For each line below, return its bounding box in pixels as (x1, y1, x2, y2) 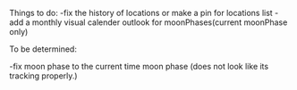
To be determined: (9, 44, 78, 54)
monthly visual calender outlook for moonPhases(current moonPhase (31, 17, 288, 28)
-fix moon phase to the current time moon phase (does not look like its (9, 61, 269, 71)
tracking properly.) (9, 70, 78, 81)
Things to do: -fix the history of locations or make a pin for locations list (9, 8, 273, 18)
